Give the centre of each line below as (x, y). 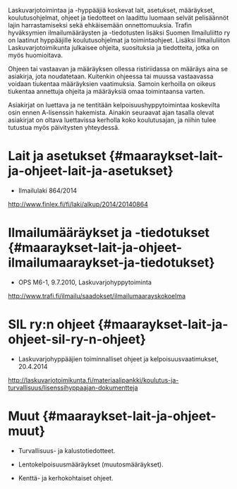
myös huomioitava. (35, 55)
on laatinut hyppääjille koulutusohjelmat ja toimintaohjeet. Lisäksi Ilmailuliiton (119, 40)
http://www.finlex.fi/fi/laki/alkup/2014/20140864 (78, 204)
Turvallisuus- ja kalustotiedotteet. (67, 450)
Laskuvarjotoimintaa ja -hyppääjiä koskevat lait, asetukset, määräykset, (111, 10)
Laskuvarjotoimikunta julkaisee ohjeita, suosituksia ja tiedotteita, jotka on (114, 48)
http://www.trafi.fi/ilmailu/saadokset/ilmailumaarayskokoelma (97, 296)
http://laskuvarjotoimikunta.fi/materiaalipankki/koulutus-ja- (93, 380)
